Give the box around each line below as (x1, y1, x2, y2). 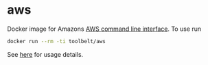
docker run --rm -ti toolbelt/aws (7, 38, 106, 44)
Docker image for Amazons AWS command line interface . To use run (7, 25, 202, 33)
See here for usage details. (7, 50, 84, 58)
